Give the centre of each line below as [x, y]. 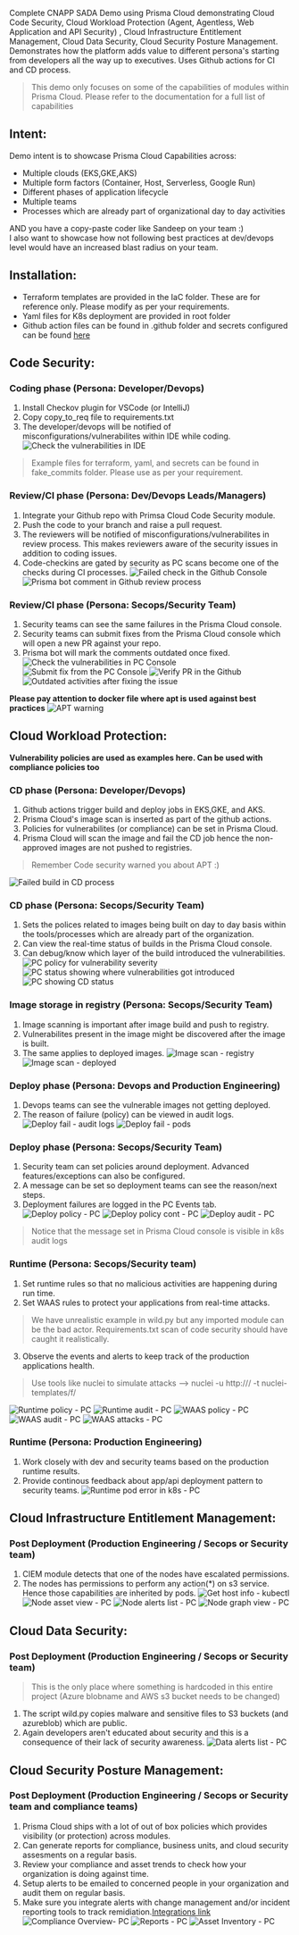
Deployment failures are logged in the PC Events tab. [119, 1204]
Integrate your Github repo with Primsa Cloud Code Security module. [149, 515]
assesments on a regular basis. [79, 1855]
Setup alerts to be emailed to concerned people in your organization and [155, 1883]
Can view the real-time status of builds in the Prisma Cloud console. [147, 944]
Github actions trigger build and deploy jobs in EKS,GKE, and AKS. [144, 810]
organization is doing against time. [85, 1873]
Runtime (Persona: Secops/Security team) [103, 1264]
